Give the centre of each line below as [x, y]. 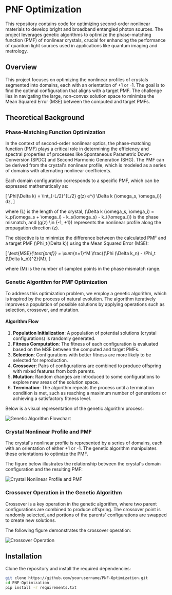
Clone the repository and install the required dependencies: [68, 569]
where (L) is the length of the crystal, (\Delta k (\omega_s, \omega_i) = [80, 211]
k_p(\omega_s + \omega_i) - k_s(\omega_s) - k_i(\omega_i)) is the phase [82, 217]
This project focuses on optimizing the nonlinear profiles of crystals [77, 79]
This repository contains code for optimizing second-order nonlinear [78, 24]
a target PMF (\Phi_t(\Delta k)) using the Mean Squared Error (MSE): [77, 243]
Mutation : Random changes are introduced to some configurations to [86, 376]
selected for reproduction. [40, 360]
